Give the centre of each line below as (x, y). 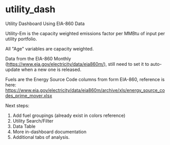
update (13, 69)
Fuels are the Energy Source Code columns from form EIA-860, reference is (85, 79)
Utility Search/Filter (33, 120)
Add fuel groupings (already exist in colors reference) (69, 115)
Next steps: (17, 105)
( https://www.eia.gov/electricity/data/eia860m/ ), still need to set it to (77, 64)
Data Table (24, 126)
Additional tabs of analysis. (41, 137)
